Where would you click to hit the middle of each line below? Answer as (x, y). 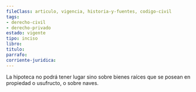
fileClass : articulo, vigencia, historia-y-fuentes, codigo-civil (89, 11)
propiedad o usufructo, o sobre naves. (52, 83)
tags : (13, 17)
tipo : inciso (22, 38)
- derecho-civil (26, 22)
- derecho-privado (28, 28)
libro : (14, 44)
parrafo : (17, 55)
